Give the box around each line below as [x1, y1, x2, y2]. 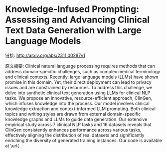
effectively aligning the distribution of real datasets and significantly [5, 132, 145, 138]
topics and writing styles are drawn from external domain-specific [5, 111, 141, 117]
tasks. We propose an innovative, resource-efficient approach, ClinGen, [5, 95, 153, 101]
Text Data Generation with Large [5, 25, 142, 36]
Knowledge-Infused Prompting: [5, 3, 140, 15]
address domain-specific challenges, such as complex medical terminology [5, 68, 161, 74]
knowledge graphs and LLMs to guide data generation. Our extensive [5, 116, 148, 122]
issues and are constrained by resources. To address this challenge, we [5, 84, 153, 90]
